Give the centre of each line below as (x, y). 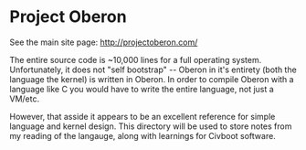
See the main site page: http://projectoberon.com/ (104, 42)
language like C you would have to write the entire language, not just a (142, 89)
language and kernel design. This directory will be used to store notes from (151, 126)
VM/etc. (24, 99)
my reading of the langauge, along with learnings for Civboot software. (142, 135)
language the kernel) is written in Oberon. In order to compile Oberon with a (152, 79)
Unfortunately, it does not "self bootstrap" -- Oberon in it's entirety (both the (153, 70)
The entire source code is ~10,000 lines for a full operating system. (136, 59)
